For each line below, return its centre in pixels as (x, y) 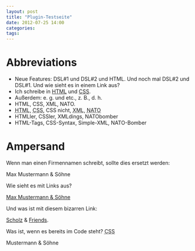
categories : (21, 28)
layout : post (22, 11)
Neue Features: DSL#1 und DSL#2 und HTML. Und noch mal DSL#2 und (102, 79)
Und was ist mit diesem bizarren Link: (52, 209)
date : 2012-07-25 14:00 (35, 22)
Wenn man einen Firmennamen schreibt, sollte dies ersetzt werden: (88, 163)
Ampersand (36, 146)
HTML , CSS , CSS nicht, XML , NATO (58, 110)
